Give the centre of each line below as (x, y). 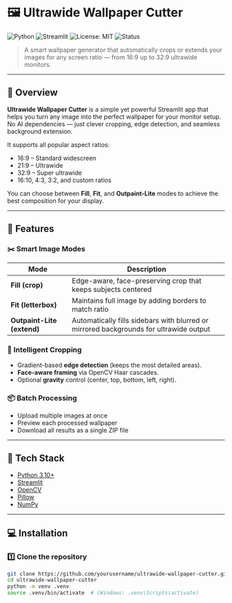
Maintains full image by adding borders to (139, 301)
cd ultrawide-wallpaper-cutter (52, 580)
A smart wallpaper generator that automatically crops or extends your (123, 50)
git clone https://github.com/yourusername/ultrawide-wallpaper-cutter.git (118, 574)
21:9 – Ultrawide (40, 165)
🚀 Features (31, 229)
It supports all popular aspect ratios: (59, 144)
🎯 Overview (32, 93)
